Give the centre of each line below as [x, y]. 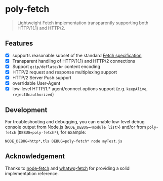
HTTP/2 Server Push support [42, 78]
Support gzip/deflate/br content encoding [56, 66]
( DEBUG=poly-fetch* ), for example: [52, 132]
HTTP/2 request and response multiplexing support [64, 72]
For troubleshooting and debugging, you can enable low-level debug [75, 122]
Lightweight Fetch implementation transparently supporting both [83, 23]
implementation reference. [32, 173]
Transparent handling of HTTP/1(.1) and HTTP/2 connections [74, 61]
